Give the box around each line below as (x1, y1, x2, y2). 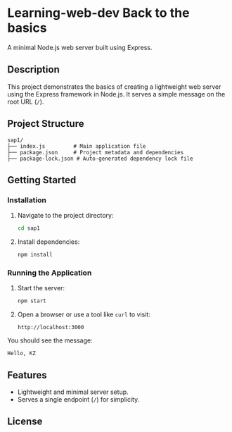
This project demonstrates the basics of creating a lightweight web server (7, 82, 221, 91)
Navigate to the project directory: (17, 211, 114, 220)
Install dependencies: (17, 237, 80, 246)
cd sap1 (17, 225, 40, 232)
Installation (7, 195, 47, 205)
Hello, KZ (7, 350, 37, 357)
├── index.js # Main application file (7, 142, 146, 149)
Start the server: (17, 284, 65, 292)
